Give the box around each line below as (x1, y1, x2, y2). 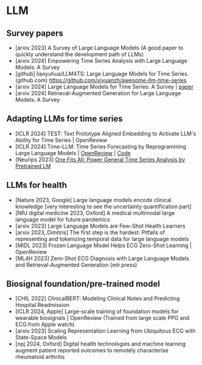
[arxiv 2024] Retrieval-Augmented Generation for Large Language (15, 90, 181, 96)
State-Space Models (15, 334, 67, 341)
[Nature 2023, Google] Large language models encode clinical (15, 196, 172, 203)
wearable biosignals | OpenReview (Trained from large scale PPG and (15, 314, 190, 322)
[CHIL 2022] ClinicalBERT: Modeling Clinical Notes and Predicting (15, 295, 180, 302)
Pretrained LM (15, 162, 51, 170)
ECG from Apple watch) (15, 321, 75, 328)
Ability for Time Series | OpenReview (15, 136, 108, 143)
